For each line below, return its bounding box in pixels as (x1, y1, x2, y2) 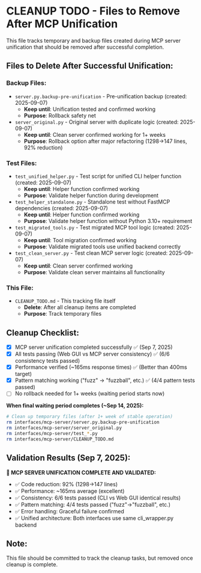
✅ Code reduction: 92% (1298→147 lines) (14, 480, 118, 487)
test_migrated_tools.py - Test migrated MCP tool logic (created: (14, 224, 175, 231)
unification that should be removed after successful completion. (6, 43, 164, 51)
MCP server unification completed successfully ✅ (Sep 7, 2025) (14, 343, 173, 351)
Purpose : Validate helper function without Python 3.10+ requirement (23, 217, 193, 224)
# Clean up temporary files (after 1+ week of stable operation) (6, 414, 173, 420)
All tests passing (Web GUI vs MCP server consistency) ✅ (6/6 (14, 351, 170, 358)
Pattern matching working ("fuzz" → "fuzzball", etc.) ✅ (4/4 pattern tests (14, 377, 195, 384)
